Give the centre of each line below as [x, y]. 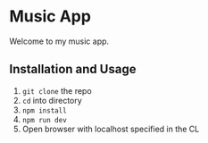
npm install [44, 110]
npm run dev [44, 120]
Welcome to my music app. [59, 41]
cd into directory [52, 100]
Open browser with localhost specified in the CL [111, 129]
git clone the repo [57, 90]
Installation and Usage [73, 69]
